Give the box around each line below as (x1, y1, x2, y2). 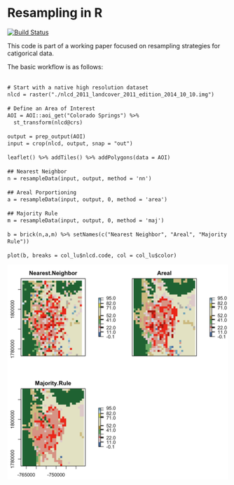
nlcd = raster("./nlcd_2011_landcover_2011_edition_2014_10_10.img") (7, 91, 215, 98)
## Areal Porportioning (7, 189, 77, 196)
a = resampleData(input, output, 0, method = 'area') (7, 196, 168, 203)
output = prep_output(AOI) (7, 133, 86, 140)
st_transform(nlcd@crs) (13, 119, 83, 126)
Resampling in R (7, 5, 103, 21)
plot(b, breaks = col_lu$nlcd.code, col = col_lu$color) (7, 252, 177, 259)
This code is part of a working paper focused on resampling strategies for (7, 41, 221, 50)
